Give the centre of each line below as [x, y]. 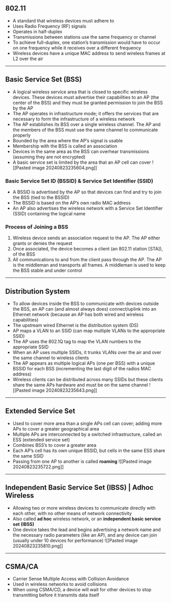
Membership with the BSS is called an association [65, 146]
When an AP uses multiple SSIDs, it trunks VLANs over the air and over [87, 353]
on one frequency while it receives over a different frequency [77, 47]
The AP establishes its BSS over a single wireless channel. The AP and [87, 124]
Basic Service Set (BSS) [44, 79]
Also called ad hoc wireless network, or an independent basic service [87, 519]
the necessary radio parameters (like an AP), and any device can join [85, 535]
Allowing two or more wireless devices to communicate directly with [84, 508]
